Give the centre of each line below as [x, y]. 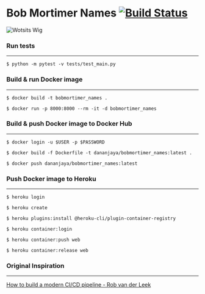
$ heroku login [26, 197]
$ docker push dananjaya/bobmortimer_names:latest [72, 163]
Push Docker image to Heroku [51, 179]
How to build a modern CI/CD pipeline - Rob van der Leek [79, 285]
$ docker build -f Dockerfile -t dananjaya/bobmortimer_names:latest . [99, 152]
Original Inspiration [35, 266]
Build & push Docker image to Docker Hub [69, 124]
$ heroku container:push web [43, 240]
